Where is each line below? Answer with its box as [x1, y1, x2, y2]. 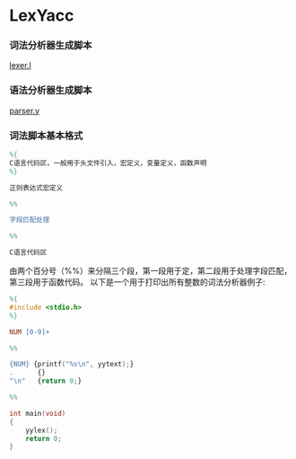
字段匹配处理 [9, 216, 50, 225]
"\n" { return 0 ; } [9, 376, 83, 386]
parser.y [9, 105, 40, 116]
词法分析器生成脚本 [9, 40, 92, 52]
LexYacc [9, 5, 74, 26]
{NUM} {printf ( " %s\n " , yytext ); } [9, 360, 135, 369]
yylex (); [25, 426, 58, 435]
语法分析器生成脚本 [9, 84, 92, 97]
